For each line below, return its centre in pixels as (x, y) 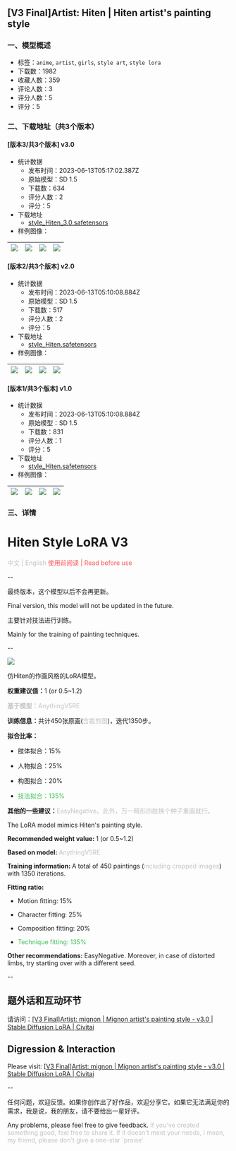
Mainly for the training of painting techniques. (73, 634)
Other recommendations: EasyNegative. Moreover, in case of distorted (111, 956)
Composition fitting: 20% (54, 929)
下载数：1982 (37, 71)
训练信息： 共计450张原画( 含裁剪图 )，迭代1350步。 (81, 721)
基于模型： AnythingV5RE (44, 706)
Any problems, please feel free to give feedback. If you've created (103, 1125)
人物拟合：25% (40, 766)
